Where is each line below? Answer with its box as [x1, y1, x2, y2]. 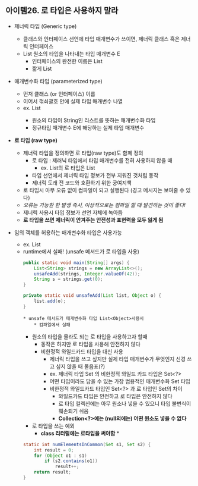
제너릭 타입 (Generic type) [14, 23, 77, 30]
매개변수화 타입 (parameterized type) [14, 77, 103, 84]
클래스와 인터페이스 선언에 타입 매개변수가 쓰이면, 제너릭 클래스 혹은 [23, 35, 180, 42]
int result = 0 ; [34, 447, 74, 453]
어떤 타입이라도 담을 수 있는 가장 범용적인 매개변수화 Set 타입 [49, 377, 191, 385]
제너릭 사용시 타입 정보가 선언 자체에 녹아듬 [23, 209, 123, 216]
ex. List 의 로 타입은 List [40, 164, 95, 171]
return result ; [34, 469, 72, 475]
